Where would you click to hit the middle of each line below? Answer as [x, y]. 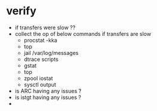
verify [22, 11]
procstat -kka [40, 40]
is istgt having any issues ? [48, 97]
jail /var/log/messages [51, 53]
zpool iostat [38, 78]
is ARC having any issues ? [48, 91]
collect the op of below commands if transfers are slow [83, 33]
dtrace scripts [41, 59]
